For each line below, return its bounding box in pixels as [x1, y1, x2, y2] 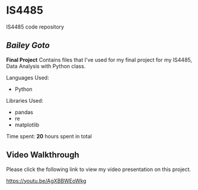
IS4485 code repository [6, 23, 64, 30]
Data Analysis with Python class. [6, 62, 86, 69]
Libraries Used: [6, 97, 43, 104]
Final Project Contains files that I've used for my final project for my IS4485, [6, 56, 193, 63]
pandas [14, 108, 34, 116]
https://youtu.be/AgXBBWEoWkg [6, 177, 87, 184]
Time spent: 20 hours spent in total [6, 132, 92, 140]
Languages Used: [6, 74, 49, 81]
